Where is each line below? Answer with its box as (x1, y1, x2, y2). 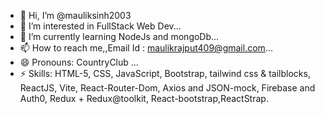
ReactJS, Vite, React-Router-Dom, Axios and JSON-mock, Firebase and (19, 82, 316, 94)
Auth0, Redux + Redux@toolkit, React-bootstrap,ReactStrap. (19, 93, 269, 104)
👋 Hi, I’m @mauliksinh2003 (19, 10, 132, 21)
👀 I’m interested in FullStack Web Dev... (19, 20, 182, 32)
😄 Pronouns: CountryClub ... (19, 56, 139, 68)
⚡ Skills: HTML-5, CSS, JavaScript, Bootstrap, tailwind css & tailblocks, (19, 68, 311, 79)
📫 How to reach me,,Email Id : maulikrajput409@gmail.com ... (19, 42, 273, 54)
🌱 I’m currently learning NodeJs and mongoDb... (19, 31, 220, 42)
